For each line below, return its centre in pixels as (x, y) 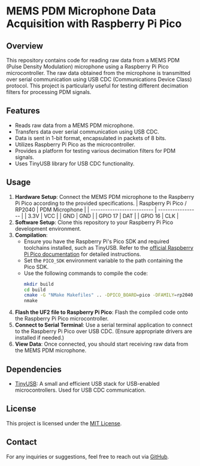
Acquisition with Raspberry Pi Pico (94, 24)
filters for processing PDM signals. (49, 92)
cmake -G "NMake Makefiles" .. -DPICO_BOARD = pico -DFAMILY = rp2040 (108, 295)
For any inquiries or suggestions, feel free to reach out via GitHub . (88, 456)
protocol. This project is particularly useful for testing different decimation (97, 86)
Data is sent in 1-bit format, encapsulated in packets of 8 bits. (90, 138)
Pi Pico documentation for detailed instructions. (82, 254)
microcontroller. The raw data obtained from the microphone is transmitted (98, 73)
